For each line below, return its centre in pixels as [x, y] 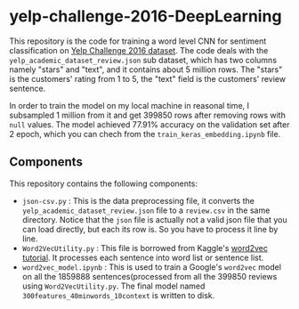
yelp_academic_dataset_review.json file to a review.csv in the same [146, 210]
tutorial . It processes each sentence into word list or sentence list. [143, 257]
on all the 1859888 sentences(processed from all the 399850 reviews [149, 276]
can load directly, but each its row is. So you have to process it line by [150, 229]
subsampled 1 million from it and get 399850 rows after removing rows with [148, 115]
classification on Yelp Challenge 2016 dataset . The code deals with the [139, 50]
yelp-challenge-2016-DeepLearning [145, 16]
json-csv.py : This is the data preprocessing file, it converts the [138, 200]
